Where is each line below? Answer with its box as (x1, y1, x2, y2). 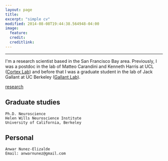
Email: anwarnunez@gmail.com (5, 151, 66, 156)
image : (5, 26, 19, 31)
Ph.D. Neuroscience (5, 111, 46, 116)
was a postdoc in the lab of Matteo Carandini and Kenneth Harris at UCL (5, 63, 154, 69)
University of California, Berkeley (5, 120, 81, 125)
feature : (9, 30, 28, 35)
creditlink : (9, 40, 35, 45)
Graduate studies (5, 98, 60, 107)
